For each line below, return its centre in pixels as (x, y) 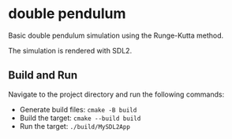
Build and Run (43, 75)
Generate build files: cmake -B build (78, 109)
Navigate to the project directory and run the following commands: (116, 94)
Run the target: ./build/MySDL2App (75, 126)
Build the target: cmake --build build (80, 118)
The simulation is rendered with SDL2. (70, 50)
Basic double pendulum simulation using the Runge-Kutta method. (116, 35)
